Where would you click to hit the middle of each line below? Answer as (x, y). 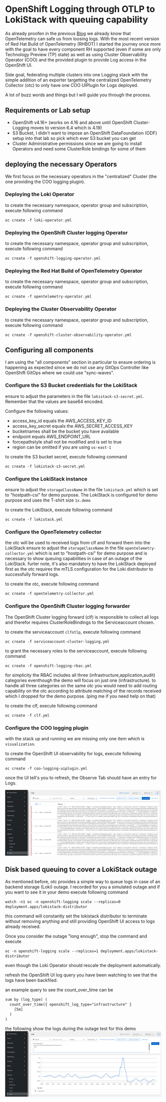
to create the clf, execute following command (51, 706)
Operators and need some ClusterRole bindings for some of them (79, 149)
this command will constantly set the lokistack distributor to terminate (76, 916)
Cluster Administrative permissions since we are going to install (77, 143)
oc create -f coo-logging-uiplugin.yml (46, 769)
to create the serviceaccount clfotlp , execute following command (73, 632)
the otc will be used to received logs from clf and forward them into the (78, 543)
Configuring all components (49, 350)
